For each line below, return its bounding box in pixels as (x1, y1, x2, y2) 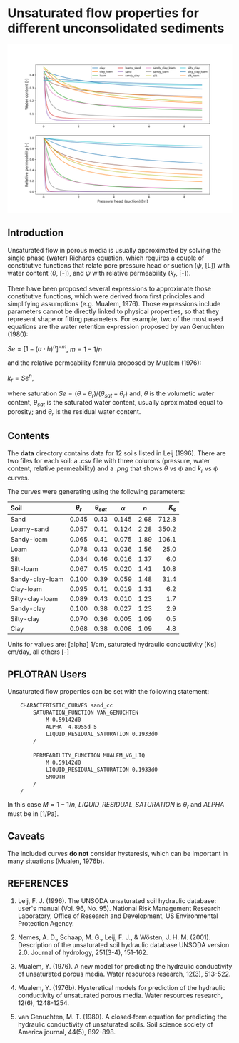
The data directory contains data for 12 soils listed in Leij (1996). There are (7, 448, 226, 458)
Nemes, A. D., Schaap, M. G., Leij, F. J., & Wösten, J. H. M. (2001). (17, 933, 211, 942)
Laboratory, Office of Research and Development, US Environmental (17, 912, 218, 920)
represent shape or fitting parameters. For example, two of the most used (7, 314, 223, 323)
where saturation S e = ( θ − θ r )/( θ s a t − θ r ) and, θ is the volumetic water (7, 389, 215, 399)
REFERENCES (7, 877, 69, 890)
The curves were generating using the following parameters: (7, 487, 185, 495)
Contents (7, 430, 50, 442)
